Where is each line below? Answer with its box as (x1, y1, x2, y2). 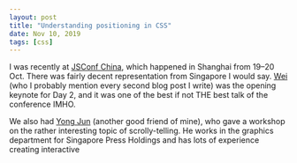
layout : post (9, 12, 57, 22)
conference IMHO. (9, 99, 77, 110)
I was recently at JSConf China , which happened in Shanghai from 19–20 (9, 62, 275, 72)
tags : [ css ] (9, 37, 53, 47)
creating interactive (9, 144, 80, 155)
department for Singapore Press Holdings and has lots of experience (9, 135, 260, 145)
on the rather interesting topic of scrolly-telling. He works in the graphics (9, 125, 274, 137)
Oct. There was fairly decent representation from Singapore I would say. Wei (9, 71, 288, 82)
